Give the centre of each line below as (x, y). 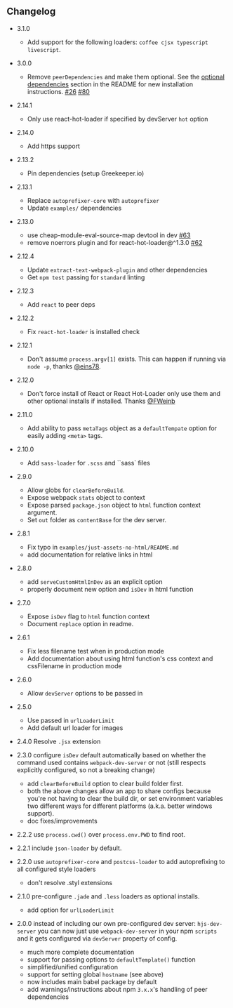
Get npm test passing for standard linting (86, 277)
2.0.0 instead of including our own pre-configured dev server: (106, 923)
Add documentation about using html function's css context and (120, 658)
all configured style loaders (56, 869)
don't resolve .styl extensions (70, 882)
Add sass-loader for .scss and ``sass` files (88, 463)
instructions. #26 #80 (59, 91)
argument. (42, 512)
